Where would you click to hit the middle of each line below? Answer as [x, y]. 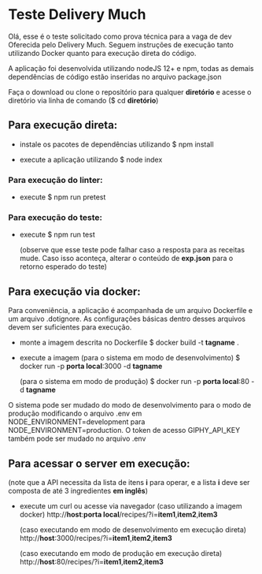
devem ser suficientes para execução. [70, 327]
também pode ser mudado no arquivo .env [77, 438]
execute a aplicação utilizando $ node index [91, 159]
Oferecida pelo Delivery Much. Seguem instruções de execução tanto [121, 44]
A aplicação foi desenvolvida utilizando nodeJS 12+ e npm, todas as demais [131, 68]
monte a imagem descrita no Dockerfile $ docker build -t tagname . [129, 343]
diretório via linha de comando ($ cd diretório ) [83, 100]
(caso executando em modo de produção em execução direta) [121, 553]
